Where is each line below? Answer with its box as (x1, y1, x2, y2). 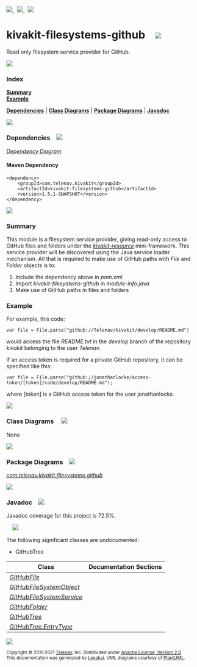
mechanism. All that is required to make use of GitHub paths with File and (6, 255, 191, 263)
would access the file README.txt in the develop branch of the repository (6, 338, 191, 345)
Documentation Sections (88, 563, 163, 571)
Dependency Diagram (6, 148, 62, 155)
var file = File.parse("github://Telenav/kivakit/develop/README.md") (6, 327, 190, 333)
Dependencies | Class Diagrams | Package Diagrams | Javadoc (6, 107, 170, 115)
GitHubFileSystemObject (9, 583, 81, 591)
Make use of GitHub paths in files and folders (15, 287, 129, 294)
